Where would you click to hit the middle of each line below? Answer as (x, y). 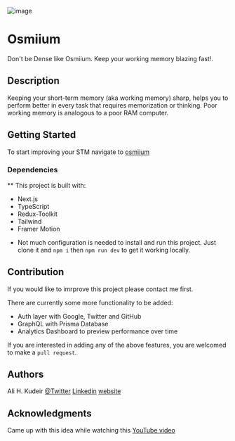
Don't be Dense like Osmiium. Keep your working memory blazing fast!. (110, 58)
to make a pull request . (42, 352)
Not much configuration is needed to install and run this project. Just (116, 242)
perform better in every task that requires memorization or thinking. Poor (112, 105)
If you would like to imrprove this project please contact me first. (100, 289)
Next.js (28, 199)
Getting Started (42, 135)
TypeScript (33, 206)
